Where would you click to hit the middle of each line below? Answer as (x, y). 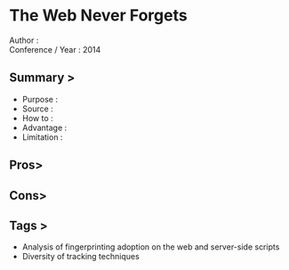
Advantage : (44, 127)
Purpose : (40, 99)
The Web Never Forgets (99, 16)
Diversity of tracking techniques (80, 257)
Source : (37, 109)
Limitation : (42, 137)
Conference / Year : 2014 (55, 49)
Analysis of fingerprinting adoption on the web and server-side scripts (151, 247)
